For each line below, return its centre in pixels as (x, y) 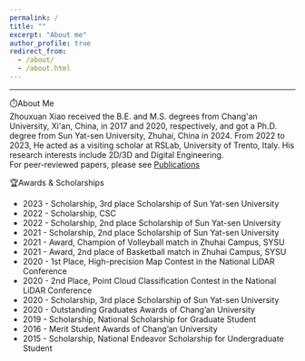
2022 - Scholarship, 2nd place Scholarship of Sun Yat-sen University (152, 222)
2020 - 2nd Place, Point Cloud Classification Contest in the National (149, 280)
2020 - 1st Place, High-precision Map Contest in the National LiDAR (148, 261)
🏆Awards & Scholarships (57, 182)
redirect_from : (38, 52)
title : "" (28, 26)
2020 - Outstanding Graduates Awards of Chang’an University (139, 309)
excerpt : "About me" (49, 34)
